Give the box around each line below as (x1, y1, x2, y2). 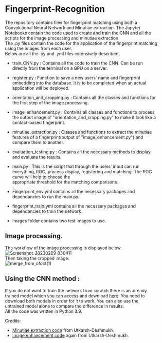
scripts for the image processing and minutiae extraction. (5, 35, 120, 41)
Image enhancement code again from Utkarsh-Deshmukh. (12, 332, 129, 338)
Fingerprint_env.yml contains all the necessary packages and (12, 188, 135, 194)
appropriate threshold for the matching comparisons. (12, 179, 118, 185)
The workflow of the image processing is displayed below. (5, 245, 122, 251)
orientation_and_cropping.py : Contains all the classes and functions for (12, 94, 156, 101)
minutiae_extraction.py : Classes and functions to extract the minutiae (12, 129, 152, 135)
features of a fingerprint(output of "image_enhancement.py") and (12, 134, 144, 140)
